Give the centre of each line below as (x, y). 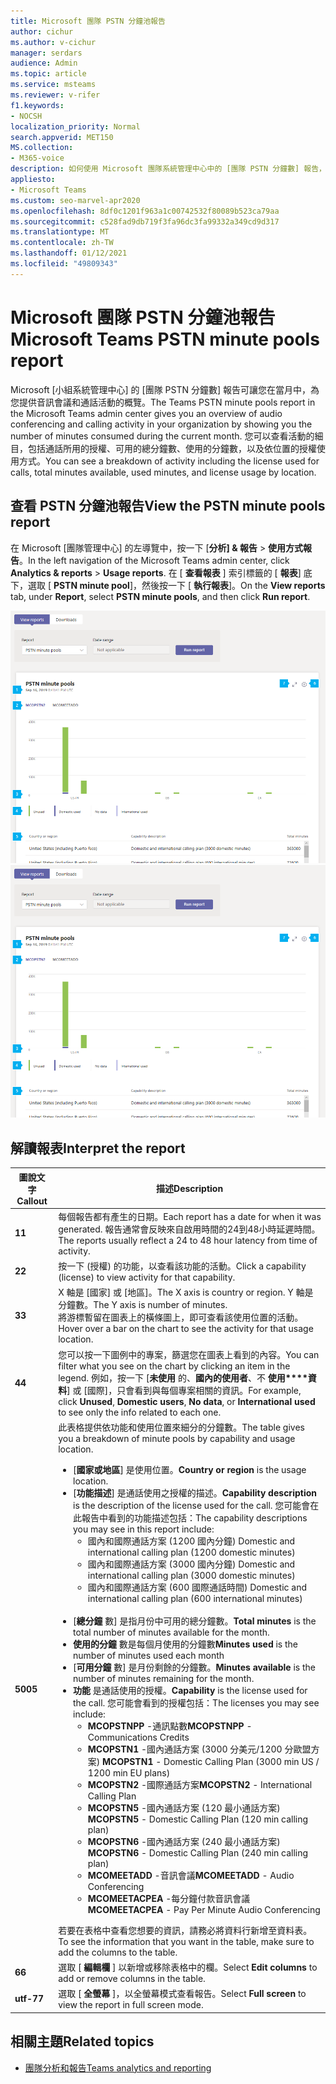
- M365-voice (37, 158)
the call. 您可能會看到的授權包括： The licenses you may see (196, 1702)
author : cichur (42, 31)
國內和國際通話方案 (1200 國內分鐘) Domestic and (191, 1541)
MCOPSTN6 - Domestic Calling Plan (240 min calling (198, 1852)
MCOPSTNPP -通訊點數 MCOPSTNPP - (170, 1726)
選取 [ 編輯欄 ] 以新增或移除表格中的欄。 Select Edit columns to (188, 1967)
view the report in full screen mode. (131, 2005)
